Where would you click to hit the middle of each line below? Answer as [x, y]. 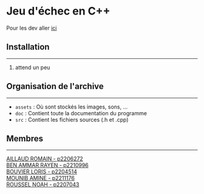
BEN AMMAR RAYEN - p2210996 [48, 166]
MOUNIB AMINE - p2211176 [40, 178]
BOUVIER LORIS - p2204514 [42, 172]
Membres [25, 139]
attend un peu [32, 67]
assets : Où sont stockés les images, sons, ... [71, 107]
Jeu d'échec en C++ [58, 11]
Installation [28, 47]
